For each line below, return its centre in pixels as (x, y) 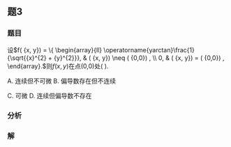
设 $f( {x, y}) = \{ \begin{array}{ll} (55, 49)
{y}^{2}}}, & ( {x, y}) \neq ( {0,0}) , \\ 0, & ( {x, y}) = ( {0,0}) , (139, 58)
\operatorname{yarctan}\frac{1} (149, 49)
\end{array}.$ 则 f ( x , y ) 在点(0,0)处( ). (58, 66)
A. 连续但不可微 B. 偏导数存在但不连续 (62, 81)
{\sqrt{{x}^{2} (27, 58)
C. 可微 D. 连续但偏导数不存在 (50, 95)
